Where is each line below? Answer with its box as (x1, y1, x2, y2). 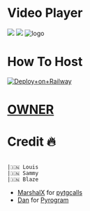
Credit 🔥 (7, 134, 56, 150)
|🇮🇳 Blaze (7, 176, 39, 183)
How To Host (7, 54, 83, 70)
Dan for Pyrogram (17, 196, 69, 204)
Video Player (7, 5, 83, 21)
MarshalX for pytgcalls (17, 188, 82, 196)
